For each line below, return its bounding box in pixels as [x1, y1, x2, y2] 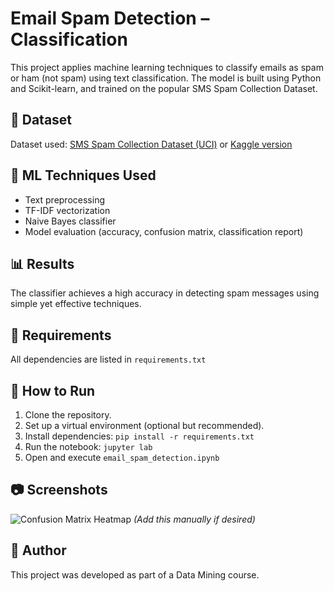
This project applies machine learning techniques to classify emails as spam [10, 61, 324, 73]
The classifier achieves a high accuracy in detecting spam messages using [10, 287, 320, 299]
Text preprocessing [24, 193, 105, 206]
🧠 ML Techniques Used [10, 167, 157, 184]
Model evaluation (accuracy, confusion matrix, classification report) [24, 225, 304, 237]
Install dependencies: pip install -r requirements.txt [24, 430, 255, 442]
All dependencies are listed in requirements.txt [10, 353, 207, 366]
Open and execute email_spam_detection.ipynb [24, 452, 220, 463]
